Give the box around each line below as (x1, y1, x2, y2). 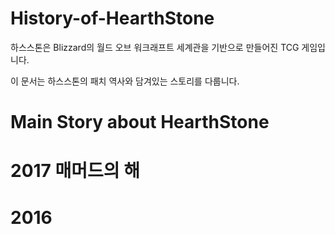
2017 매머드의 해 (10, 160, 140, 182)
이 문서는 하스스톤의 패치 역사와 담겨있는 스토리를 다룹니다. (10, 75, 240, 87)
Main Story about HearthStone (10, 111, 270, 134)
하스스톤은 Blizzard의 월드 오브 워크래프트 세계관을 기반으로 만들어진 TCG (10, 41, 300, 53)
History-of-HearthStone (10, 7, 215, 30)
